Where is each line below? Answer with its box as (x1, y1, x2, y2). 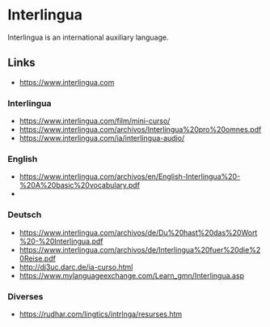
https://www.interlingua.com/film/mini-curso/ (19, 116, 171, 126)
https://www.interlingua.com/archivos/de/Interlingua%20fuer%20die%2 (19, 244, 261, 254)
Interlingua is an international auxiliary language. (7, 32, 169, 42)
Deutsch (7, 209, 42, 220)
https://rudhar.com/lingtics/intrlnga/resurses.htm (19, 309, 183, 319)
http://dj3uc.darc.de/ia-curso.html (19, 261, 133, 272)
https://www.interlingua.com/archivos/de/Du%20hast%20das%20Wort (19, 227, 258, 237)
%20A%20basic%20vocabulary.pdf (19, 180, 141, 190)
